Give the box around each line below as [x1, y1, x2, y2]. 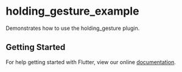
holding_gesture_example [5, 4, 139, 18]
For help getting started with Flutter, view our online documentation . [5, 58, 176, 65]
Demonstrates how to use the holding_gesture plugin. [5, 24, 140, 32]
